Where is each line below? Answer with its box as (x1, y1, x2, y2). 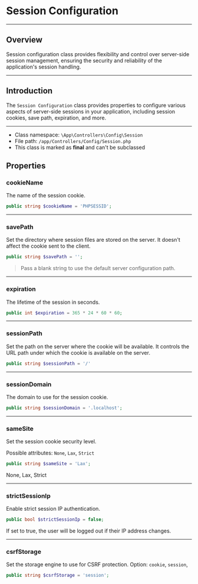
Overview (6, 35, 43, 45)
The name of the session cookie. (6, 192, 85, 199)
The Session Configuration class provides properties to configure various (6, 102, 186, 109)
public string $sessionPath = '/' (6, 361, 91, 366)
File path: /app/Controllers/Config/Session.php (14, 137, 131, 144)
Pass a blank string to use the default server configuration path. (20, 265, 176, 272)
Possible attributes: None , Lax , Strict (6, 449, 95, 456)
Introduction (6, 86, 53, 96)
